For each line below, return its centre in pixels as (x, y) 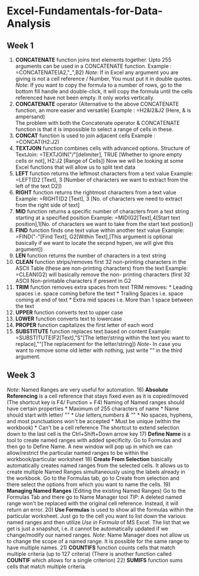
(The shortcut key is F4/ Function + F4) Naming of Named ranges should (96, 402)
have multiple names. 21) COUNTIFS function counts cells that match (91, 547)
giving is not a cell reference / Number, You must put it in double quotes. (104, 79)
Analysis (29, 23)
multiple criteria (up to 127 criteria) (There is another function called (89, 553)
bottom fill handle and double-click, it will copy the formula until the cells (104, 91)
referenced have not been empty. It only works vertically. (85, 97)
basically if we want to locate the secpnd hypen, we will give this (94, 243)
